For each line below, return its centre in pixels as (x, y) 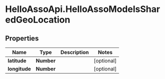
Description (74, 52)
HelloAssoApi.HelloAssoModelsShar (83, 9)
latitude (17, 61)
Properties (22, 38)
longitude (19, 69)
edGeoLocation (38, 20)
